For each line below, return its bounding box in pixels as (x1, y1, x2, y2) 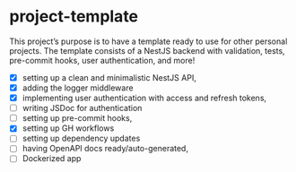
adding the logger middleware (22, 82, 134, 93)
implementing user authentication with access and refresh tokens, (22, 92, 267, 104)
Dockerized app (22, 153, 82, 164)
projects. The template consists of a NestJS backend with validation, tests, (9, 45, 285, 56)
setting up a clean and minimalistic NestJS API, (22, 72, 197, 82)
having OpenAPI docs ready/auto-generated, (22, 143, 188, 154)
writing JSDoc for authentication (22, 103, 143, 114)
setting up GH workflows (22, 123, 115, 133)
